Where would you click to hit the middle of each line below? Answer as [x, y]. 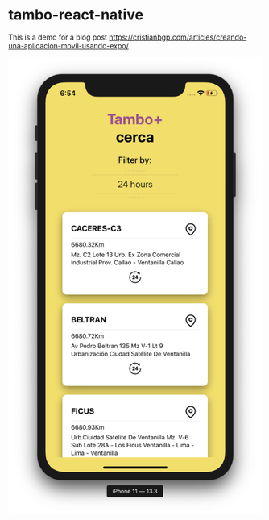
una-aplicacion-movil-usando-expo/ [68, 45]
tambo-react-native [76, 15]
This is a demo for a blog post [58, 37]
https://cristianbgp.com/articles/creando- [178, 37]
